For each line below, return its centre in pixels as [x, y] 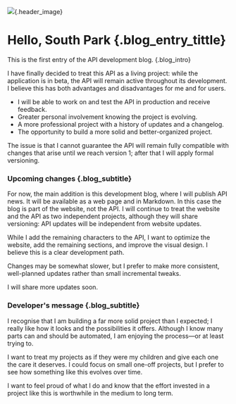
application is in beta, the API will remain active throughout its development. [117, 80]
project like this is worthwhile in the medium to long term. [91, 393]
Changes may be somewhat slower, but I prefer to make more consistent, [113, 266]
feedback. [32, 109]
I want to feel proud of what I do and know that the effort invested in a [108, 385]
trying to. [20, 343]
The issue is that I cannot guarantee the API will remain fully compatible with [118, 145]
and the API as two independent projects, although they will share [103, 216]
